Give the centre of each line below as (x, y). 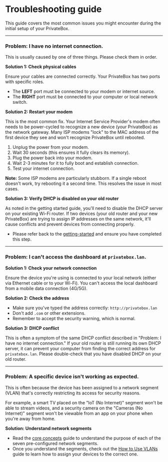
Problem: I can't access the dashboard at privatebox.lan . (76, 257)
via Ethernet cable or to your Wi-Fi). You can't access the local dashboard (81, 283)
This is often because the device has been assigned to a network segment (82, 387)
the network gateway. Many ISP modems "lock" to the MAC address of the (82, 132)
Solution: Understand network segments (48, 428)
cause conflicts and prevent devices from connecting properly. (70, 224)
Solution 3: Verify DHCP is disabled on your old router (62, 198)
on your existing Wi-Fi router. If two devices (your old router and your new (81, 213)
